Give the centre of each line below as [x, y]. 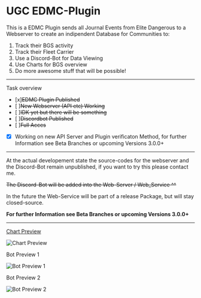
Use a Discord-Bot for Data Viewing [59, 58]
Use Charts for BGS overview [51, 64]
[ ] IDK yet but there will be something [61, 112]
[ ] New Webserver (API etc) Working [60, 106]
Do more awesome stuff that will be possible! [71, 70]
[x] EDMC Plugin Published [47, 99]
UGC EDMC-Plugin [53, 11]
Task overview [24, 88]
